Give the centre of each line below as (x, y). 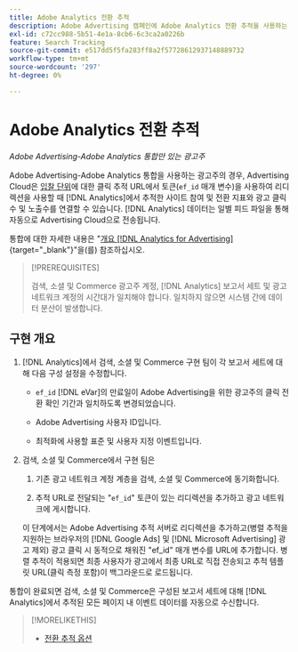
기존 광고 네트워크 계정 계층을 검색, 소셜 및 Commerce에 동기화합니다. (157, 479)
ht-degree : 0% (36, 76)
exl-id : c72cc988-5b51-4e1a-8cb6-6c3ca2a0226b (97, 34)
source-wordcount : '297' (55, 68)
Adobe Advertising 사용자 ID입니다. (98, 422)
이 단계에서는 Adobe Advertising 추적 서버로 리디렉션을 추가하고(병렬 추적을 (155, 527)
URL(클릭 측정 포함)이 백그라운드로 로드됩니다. (112, 572)
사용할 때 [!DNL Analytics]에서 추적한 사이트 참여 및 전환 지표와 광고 (151, 197)
